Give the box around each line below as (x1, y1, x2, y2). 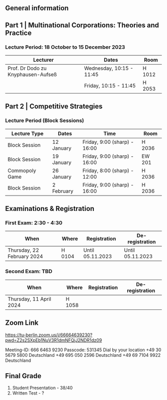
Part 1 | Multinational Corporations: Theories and (5, 21, 159, 29)
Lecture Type (11, 130, 44, 137)
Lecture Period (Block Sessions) (5, 117, 84, 124)
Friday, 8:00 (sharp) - (82, 167, 134, 174)
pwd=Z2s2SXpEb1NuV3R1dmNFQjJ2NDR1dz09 (5, 337, 102, 343)
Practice (5, 28, 32, 37)
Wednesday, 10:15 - (84, 65, 134, 72)
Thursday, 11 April (7, 296, 51, 302)
